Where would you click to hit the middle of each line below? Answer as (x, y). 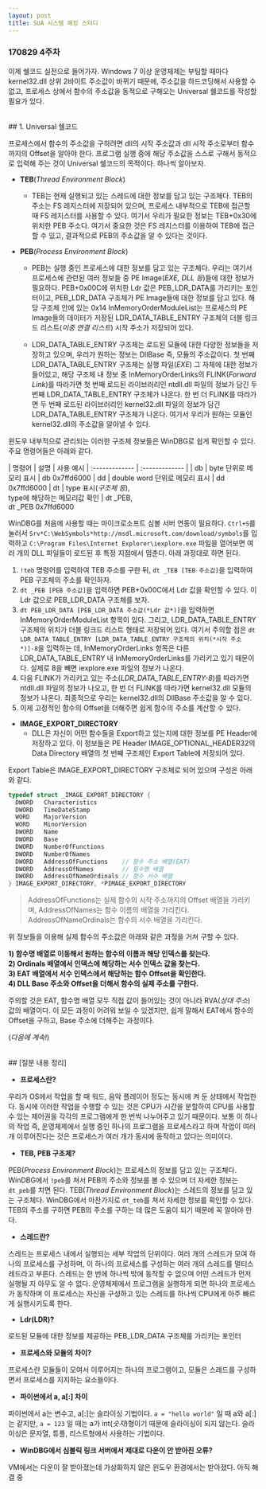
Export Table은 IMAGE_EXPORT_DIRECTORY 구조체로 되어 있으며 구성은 (123, 770)
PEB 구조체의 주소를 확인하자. (66, 580)
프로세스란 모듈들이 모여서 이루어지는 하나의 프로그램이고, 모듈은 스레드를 (122, 1370)
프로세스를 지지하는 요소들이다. (71, 1380)
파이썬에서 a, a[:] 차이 (54, 1397)
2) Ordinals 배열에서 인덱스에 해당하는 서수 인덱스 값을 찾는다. (104, 963)
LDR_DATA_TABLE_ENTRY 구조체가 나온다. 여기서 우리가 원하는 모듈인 (142, 414)
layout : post (30, 16)
